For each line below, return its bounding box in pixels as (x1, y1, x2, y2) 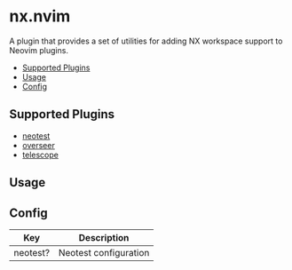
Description (78, 231, 130, 243)
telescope (21, 149, 59, 160)
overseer (21, 139, 55, 150)
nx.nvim (9, 6, 71, 27)
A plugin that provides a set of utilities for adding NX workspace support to (9, 36, 283, 46)
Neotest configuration (58, 246, 150, 258)
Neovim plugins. (9, 44, 69, 55)
